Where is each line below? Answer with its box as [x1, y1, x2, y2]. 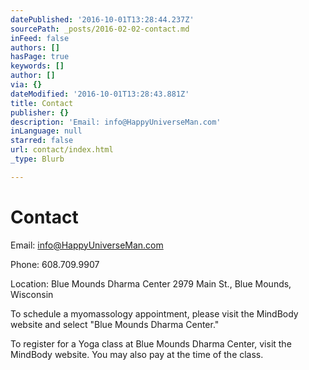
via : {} [10, 80, 43, 90]
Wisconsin [10, 288, 54, 300]
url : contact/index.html [10, 145, 114, 155]
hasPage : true [10, 52, 70, 62]
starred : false [10, 136, 74, 146]
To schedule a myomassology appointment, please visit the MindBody [10, 307, 299, 320]
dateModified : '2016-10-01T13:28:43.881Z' [10, 89, 190, 99]
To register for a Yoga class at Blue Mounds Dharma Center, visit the [10, 337, 292, 350]
